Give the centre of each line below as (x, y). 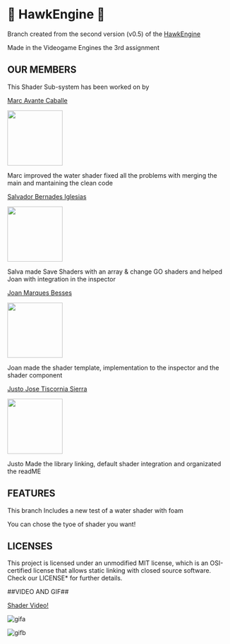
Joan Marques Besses (40, 293)
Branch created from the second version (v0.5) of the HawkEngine (104, 34)
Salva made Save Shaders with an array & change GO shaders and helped (115, 272)
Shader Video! (28, 605)
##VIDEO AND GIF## (38, 592)
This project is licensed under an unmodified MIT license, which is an (108, 563)
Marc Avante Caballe (38, 100)
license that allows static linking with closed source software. (122, 571)
